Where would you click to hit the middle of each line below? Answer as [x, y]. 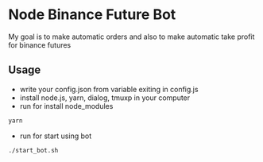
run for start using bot [56, 136]
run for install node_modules [66, 106]
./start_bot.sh [33, 150]
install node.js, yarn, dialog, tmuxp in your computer [105, 98]
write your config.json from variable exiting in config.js [109, 89]
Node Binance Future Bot [92, 15]
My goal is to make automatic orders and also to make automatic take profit [131, 37]
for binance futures [40, 44]
